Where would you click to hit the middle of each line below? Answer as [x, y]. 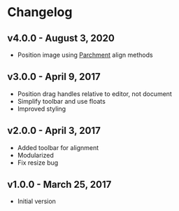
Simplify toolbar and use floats [62, 101]
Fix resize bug [38, 163]
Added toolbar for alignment [58, 147]
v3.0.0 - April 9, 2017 [54, 77]
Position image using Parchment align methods [85, 55]
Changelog [40, 12]
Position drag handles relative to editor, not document [95, 94]
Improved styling [42, 109]
